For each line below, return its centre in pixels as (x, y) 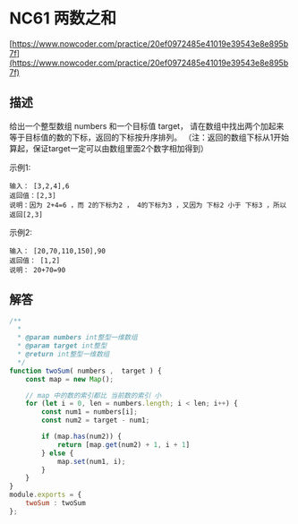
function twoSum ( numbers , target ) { (86, 371)
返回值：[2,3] (33, 195)
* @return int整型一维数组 (64, 355)
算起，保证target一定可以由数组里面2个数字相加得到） (109, 148)
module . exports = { (46, 495)
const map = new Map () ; (70, 379)
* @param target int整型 (62, 346)
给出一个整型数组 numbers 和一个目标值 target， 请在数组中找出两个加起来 (147, 125)
